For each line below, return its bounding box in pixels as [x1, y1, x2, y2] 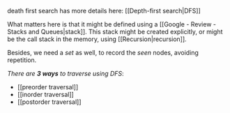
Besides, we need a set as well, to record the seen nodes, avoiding [7, 49, 199, 56]
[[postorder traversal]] [17, 98, 82, 106]
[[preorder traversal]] [17, 83, 79, 91]
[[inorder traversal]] [17, 91, 75, 98]
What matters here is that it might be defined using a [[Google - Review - [7, 20, 217, 28]
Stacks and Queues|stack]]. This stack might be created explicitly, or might [7, 28, 223, 36]
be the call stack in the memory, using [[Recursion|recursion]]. [7, 35, 187, 43]
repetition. [7, 56, 37, 64]
